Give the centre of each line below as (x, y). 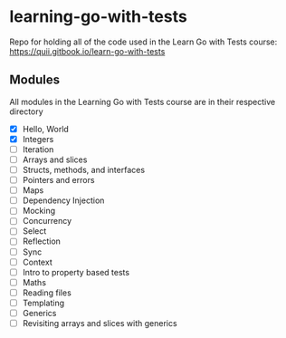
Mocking (39, 211)
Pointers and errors (58, 180)
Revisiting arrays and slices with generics (100, 323)
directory (26, 111)
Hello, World (46, 129)
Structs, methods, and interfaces (84, 170)
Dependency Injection (63, 200)
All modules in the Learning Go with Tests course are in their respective (143, 101)
